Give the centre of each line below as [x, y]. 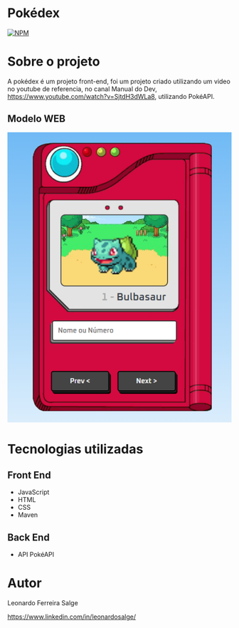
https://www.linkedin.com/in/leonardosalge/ [72, 617]
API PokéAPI [36, 555]
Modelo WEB [37, 119]
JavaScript [33, 492]
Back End [28, 537]
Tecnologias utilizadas [75, 449]
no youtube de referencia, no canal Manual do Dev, [83, 89]
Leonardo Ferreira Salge [43, 603]
